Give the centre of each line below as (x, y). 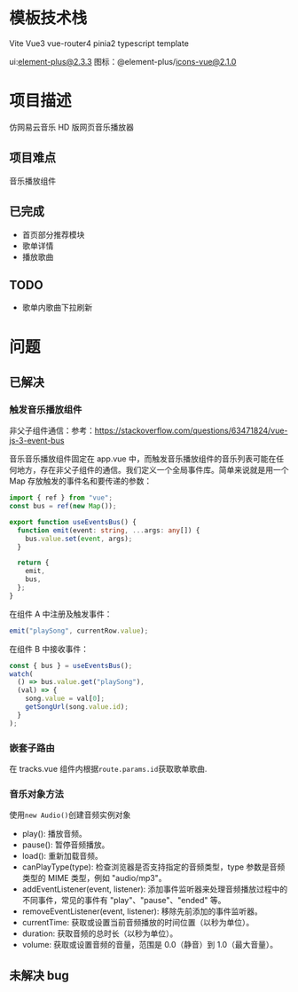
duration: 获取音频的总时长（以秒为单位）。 (100, 933)
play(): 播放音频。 (54, 834)
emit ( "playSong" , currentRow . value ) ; (79, 631)
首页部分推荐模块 (53, 234)
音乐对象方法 (37, 793)
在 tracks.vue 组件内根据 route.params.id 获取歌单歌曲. (108, 768)
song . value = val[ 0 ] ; (65, 699)
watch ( (21, 674)
